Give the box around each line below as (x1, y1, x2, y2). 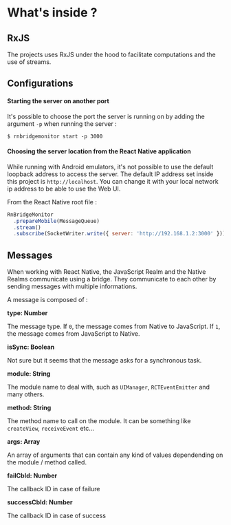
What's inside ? (7, 5, 98, 21)
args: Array (7, 438, 41, 446)
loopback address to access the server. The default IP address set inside (7, 170, 214, 178)
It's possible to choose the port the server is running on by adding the (7, 112, 205, 120)
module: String (7, 369, 51, 378)
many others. (7, 390, 45, 398)
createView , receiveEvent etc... (7, 425, 95, 433)
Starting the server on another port (7, 96, 110, 105)
